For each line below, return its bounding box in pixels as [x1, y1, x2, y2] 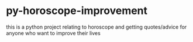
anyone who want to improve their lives [6, 29, 101, 36]
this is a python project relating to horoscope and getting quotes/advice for [6, 23, 187, 30]
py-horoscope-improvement [6, 4, 148, 17]
